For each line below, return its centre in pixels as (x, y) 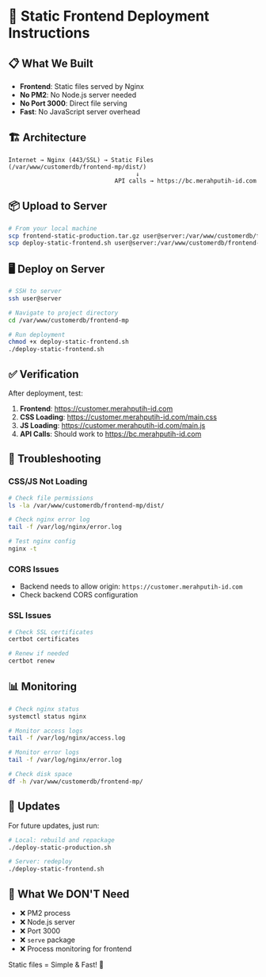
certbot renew (32, 661)
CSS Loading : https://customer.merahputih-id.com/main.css (118, 417)
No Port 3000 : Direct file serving (74, 103)
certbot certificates (44, 639)
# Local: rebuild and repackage (61, 840)
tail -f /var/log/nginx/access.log (67, 738)
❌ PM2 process (45, 913)
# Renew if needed (38, 654)
